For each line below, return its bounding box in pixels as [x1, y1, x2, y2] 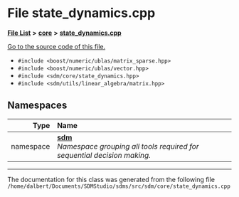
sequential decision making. [56, 150, 152, 160]
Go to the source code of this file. [7, 42, 106, 50]
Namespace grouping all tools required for [56, 141, 199, 151]
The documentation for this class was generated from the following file [7, 175, 216, 183]
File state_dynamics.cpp [7, 5, 156, 21]
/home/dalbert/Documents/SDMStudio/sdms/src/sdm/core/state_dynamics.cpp [7, 183, 231, 190]
